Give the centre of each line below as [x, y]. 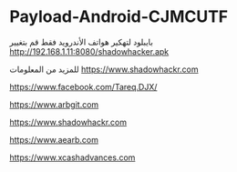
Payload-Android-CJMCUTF [119, 17]
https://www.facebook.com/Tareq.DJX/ [83, 86]
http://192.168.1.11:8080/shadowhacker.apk [89, 51]
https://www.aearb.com [54, 139]
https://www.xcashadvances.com [72, 157]
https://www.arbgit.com [54, 104]
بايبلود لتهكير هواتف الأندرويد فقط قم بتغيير [81, 42]
